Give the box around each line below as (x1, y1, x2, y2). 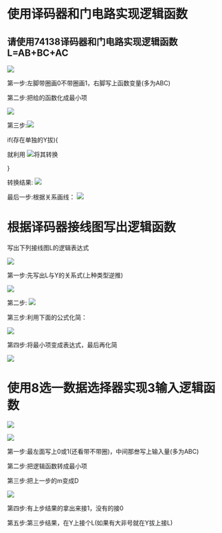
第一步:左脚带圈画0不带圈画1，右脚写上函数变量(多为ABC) (7, 79, 170, 87)
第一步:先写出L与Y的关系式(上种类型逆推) (7, 271, 124, 279)
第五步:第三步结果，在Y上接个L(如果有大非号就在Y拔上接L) (7, 519, 173, 527)
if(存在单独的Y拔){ (7, 135, 58, 144)
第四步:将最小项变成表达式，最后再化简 (7, 340, 118, 349)
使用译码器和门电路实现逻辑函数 (7, 6, 188, 22)
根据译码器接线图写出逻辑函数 (7, 219, 177, 235)
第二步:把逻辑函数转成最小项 (7, 461, 88, 470)
